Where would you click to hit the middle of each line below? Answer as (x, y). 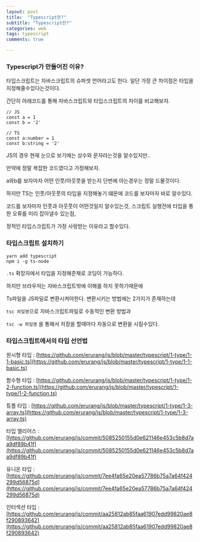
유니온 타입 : (21, 469)
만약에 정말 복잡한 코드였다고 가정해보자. (53, 168)
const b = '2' (24, 123)
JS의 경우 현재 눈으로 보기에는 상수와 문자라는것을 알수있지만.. (78, 155)
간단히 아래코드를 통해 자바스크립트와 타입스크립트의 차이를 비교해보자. (88, 101)
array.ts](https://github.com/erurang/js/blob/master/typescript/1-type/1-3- (97, 412)
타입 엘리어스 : (23, 431)
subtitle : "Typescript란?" (39, 23)
